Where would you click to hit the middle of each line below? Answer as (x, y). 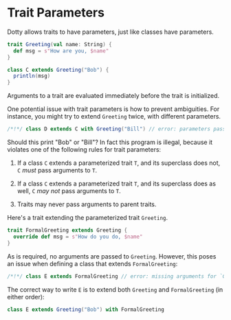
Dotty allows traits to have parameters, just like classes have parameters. (111, 32)
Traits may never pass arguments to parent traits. (87, 204)
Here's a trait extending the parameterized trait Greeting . (88, 218)
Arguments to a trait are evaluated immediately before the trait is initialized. (113, 96)
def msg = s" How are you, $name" (61, 51)
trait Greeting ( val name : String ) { (59, 44)
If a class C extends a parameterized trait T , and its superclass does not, (119, 163)
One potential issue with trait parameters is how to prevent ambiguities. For (113, 109)
